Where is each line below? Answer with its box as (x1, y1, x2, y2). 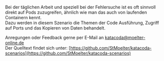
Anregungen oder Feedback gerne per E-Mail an (5, 34, 104, 40)
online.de (5, 40, 24, 46)
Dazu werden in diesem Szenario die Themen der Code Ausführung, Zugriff (5, 20, 159, 26)
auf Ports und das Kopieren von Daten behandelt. (5, 25, 106, 31)
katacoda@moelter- (105, 34, 146, 40)
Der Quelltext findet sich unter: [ (5, 45, 71, 51)
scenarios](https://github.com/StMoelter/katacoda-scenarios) (5, 50, 131, 56)
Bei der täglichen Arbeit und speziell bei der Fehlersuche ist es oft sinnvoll (5, 4, 156, 10)
